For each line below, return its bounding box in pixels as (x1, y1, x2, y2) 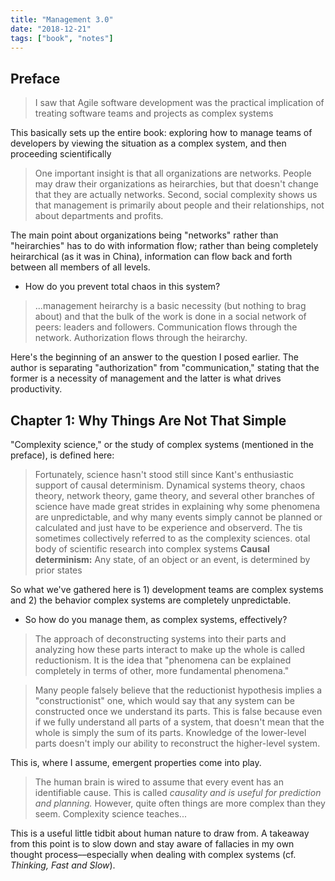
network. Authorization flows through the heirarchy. (34, 332, 248, 344)
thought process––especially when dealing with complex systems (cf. (10, 849, 297, 860)
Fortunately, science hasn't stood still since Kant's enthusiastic (34, 469, 295, 480)
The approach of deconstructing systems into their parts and (34, 633, 287, 645)
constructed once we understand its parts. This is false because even (34, 706, 323, 717)
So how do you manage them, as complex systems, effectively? (24, 614, 288, 625)
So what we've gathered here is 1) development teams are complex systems (10, 584, 324, 595)
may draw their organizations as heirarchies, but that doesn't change (34, 178, 319, 190)
